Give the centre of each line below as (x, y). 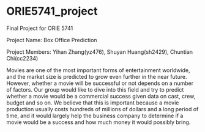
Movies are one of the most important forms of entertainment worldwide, (99, 70)
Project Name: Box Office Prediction (52, 40)
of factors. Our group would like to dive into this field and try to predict (95, 89)
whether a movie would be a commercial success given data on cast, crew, (101, 96)
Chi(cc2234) (22, 58)
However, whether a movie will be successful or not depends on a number (100, 83)
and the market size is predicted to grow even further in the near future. (97, 76)
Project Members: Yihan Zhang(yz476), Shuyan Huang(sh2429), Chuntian (100, 52)
